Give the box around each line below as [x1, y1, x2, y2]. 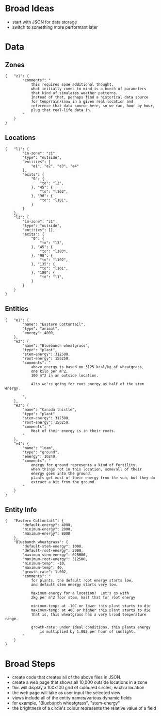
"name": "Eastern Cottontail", [22, 322, 86, 327]
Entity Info [5, 505, 37, 514]
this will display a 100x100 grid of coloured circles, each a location [12, 685, 145, 691]
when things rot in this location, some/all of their [31, 467, 142, 471]
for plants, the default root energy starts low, [31, 578, 133, 583]
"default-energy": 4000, [22, 523, 73, 528]
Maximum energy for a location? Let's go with [31, 591, 129, 596]
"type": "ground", [22, 450, 60, 454]
